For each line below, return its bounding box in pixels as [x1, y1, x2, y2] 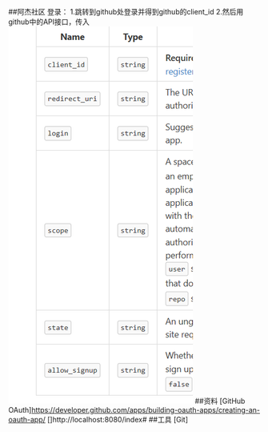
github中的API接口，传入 [8, 17, 90, 26]
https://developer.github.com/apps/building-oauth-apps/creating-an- [31, 406, 261, 414]
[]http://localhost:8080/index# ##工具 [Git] [46, 415, 189, 424]
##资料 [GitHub [194, 396, 246, 406]
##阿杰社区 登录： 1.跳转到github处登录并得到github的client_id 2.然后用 [8, 7, 244, 16]
